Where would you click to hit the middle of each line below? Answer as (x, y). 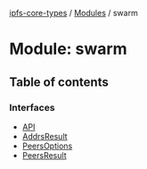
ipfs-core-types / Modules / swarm (73, 13)
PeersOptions (47, 146)
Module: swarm (68, 49)
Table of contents (59, 82)
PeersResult (44, 155)
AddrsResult (45, 136)
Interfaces (32, 107)
